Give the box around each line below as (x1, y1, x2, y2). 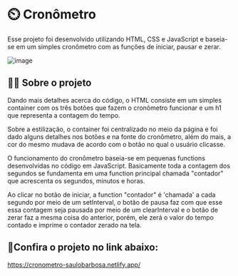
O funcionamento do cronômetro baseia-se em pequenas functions (7, 153, 205, 162)
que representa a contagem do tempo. (7, 111, 120, 119)
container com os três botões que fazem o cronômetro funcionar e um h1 (7, 103, 222, 112)
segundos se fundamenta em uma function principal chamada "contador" (7, 169, 224, 178)
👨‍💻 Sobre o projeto (7, 77, 92, 89)
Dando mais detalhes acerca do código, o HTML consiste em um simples (7, 96, 222, 104)
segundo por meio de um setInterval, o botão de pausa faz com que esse (7, 198, 223, 206)
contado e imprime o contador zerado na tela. (7, 220, 142, 229)
